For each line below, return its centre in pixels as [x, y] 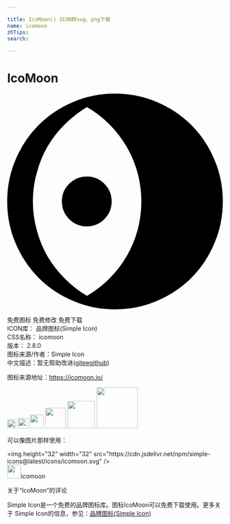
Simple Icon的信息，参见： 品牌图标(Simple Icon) [83, 514]
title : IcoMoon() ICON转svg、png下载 [59, 19]
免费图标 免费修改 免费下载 [45, 320]
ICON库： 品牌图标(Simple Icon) [52, 329]
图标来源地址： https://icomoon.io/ [55, 377]
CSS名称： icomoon [35, 337]
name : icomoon [27, 26]
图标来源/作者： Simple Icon [46, 354]
